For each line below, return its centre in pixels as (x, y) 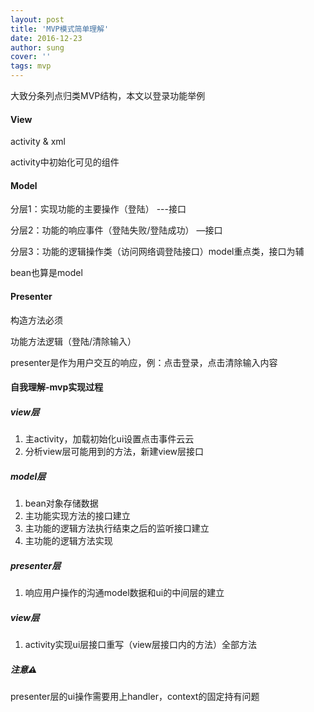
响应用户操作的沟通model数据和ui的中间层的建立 (124, 593)
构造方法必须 (36, 320)
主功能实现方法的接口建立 (77, 516)
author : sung (37, 47)
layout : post (37, 19)
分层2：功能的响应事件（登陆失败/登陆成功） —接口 (116, 230)
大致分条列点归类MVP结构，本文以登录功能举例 (108, 95)
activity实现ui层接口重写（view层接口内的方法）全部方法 (140, 645)
